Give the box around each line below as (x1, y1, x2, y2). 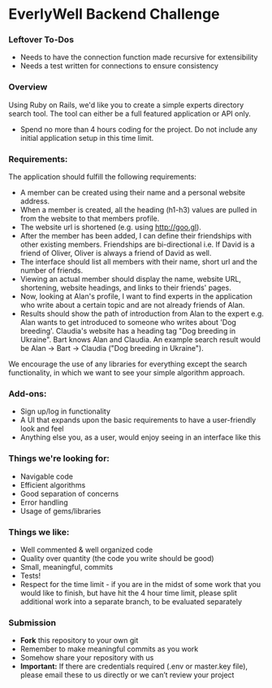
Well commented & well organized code (19, 545, 153, 554)
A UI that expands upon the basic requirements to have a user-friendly (19, 415, 257, 425)
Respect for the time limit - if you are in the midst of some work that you (19, 579, 261, 589)
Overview (8, 81, 48, 93)
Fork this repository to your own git (19, 636, 139, 646)
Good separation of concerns (19, 489, 119, 498)
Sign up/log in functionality (19, 406, 111, 416)
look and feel (19, 424, 64, 434)
